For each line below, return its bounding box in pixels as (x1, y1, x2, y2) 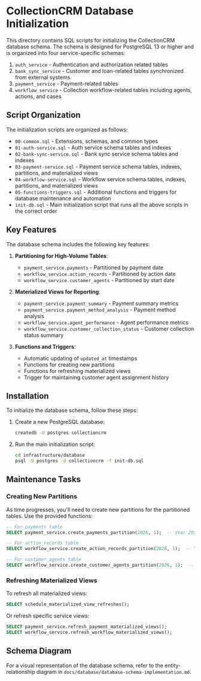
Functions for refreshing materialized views (23, 367, 131, 374)
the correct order (14, 207, 57, 215)
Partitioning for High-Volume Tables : (14, 252, 108, 259)
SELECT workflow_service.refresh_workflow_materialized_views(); (6, 629, 172, 635)
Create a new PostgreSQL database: (14, 419, 105, 426)
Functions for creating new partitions (23, 361, 115, 368)
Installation (6, 390, 49, 401)
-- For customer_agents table (6, 557, 82, 563)
